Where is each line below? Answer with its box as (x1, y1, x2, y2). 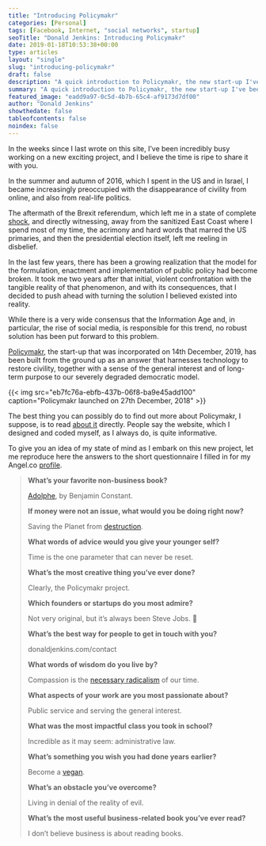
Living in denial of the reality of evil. (27, 798, 144, 807)
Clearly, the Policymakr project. (27, 583, 131, 593)
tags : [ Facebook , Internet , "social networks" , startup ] (8, 26, 200, 34)
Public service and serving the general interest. (27, 706, 182, 715)
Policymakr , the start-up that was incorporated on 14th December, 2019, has (8, 346, 257, 356)
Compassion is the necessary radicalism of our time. (27, 675, 199, 684)
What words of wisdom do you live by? (27, 659, 158, 669)
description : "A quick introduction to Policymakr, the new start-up (8, 78, 243, 86)
